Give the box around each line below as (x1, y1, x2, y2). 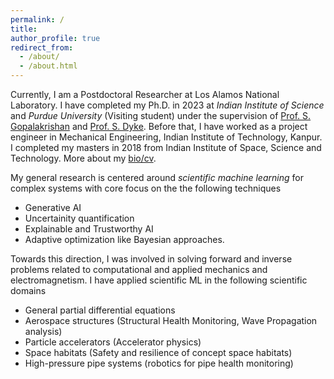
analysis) (24, 326, 63, 337)
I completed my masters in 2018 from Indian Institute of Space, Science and (10, 142, 322, 153)
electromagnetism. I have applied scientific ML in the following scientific (10, 274, 308, 286)
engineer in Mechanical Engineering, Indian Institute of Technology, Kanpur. (10, 131, 323, 143)
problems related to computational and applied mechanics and (10, 264, 268, 275)
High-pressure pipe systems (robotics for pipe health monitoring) (24, 357, 294, 369)
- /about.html (19, 61, 78, 71)
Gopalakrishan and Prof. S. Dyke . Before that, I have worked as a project (10, 121, 308, 132)
